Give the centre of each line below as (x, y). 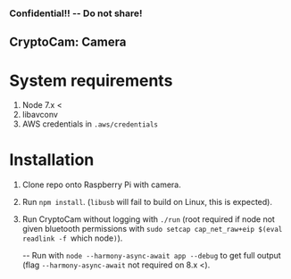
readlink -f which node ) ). (72, 238)
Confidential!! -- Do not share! (76, 13)
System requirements (91, 81)
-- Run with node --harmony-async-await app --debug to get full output (151, 256)
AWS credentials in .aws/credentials (90, 124)
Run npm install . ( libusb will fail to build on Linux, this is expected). (147, 202)
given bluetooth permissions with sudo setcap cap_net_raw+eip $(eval (152, 229)
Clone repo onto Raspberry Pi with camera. (101, 185)
